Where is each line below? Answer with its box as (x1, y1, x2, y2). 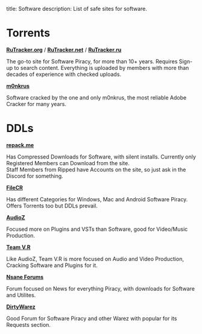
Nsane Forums (6, 273, 44, 280)
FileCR (6, 184, 23, 191)
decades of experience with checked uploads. (6, 71, 122, 78)
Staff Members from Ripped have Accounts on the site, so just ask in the (6, 166, 186, 173)
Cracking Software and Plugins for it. (6, 262, 98, 269)
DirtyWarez (6, 303, 36, 310)
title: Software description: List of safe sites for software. (6, 5, 148, 12)
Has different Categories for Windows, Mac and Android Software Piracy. (6, 195, 188, 203)
